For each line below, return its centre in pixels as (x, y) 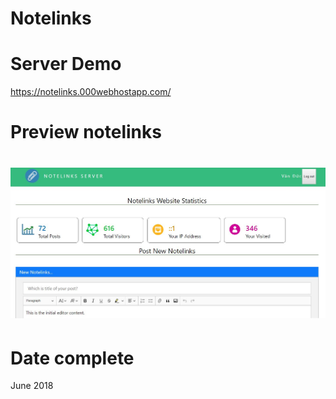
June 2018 (32, 386)
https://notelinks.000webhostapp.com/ (91, 92)
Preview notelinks (86, 132)
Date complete (72, 358)
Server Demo (66, 64)
